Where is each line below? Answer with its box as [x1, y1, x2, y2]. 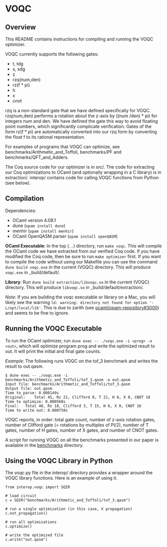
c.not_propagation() [5, 511, 48, 516]
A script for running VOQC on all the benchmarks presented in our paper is [5, 437, 159, 443]
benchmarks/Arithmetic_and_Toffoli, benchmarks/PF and [5, 149, 122, 155]
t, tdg [12, 61, 23, 66]
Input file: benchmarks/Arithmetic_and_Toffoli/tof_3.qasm [5, 381, 131, 387]
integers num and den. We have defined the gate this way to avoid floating [5, 118, 158, 124]
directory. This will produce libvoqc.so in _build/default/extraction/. [5, 284, 144, 290]
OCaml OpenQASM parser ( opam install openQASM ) [12, 233, 118, 239]
